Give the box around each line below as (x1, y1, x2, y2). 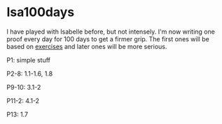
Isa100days (6, 4, 75, 20)
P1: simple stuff (6, 55, 50, 64)
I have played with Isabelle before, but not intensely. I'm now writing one (6, 27, 215, 36)
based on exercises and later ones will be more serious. (6, 42, 167, 50)
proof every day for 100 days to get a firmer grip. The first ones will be (6, 34, 209, 43)
